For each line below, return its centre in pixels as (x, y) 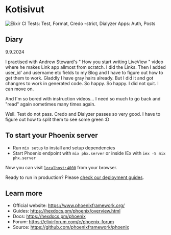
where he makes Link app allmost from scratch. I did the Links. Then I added (86, 67)
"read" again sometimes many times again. (51, 104)
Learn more (24, 193)
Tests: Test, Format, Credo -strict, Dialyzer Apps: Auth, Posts (91, 23)
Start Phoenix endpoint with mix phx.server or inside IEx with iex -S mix (89, 153)
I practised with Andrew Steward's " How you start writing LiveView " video (84, 62)
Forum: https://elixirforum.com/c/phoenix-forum (63, 222)
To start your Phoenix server (52, 135)
